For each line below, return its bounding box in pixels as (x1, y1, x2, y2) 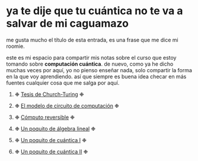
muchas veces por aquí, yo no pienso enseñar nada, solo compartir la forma (6, 66, 193, 73)
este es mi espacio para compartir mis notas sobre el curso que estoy (6, 54, 177, 61)
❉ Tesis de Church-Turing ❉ (14, 91, 84, 98)
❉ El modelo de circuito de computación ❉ (14, 102, 120, 109)
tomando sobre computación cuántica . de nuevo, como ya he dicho (6, 60, 174, 67)
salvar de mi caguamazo (6, 17, 129, 30)
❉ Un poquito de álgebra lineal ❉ (14, 125, 96, 132)
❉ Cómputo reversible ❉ (14, 114, 75, 121)
